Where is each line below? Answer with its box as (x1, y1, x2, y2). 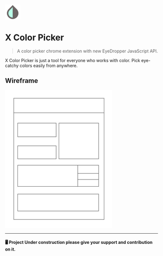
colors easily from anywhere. (19, 63, 78, 68)
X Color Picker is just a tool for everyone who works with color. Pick (5, 57, 141, 63)
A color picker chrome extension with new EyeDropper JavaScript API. (16, 48, 158, 54)
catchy (5, 63, 19, 68)
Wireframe (5, 77, 38, 85)
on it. (5, 246, 16, 252)
